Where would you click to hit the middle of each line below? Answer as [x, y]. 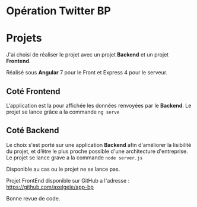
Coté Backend [33, 131]
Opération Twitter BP [58, 11]
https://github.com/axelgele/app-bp [50, 187]
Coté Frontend [33, 91]
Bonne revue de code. [33, 198]
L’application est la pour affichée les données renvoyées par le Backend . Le [99, 105]
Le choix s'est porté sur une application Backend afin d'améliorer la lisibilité [99, 145]
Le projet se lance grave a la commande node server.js [74, 157]
